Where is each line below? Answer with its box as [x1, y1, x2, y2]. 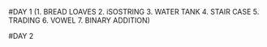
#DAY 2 [8, 32, 34, 41]
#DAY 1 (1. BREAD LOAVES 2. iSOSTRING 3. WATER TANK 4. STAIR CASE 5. [8, 7, 260, 16]
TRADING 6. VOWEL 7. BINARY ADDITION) [8, 15, 150, 25]
